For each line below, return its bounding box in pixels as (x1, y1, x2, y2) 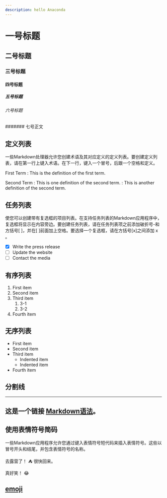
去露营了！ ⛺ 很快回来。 (5, 458, 56, 464)
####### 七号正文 (5, 123, 44, 130)
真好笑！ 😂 (5, 470, 29, 476)
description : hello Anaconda (5, 7, 66, 12)
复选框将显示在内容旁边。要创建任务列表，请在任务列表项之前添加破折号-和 (5, 221, 160, 227)
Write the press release (12, 243, 61, 250)
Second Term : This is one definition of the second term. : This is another (5, 180, 155, 186)
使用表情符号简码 (5, 426, 58, 434)
